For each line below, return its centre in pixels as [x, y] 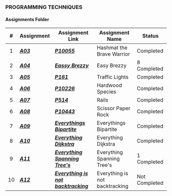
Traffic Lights [113, 77]
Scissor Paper [114, 108]
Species [107, 92]
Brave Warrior [114, 54]
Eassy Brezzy [72, 66]
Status [150, 36]
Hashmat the [112, 48]
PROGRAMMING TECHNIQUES [44, 7]
